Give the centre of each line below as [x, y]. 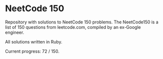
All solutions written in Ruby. [34, 41]
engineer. [15, 32]
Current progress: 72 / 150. [32, 51]
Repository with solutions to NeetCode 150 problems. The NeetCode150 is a [82, 22]
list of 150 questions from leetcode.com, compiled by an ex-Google [73, 27]
